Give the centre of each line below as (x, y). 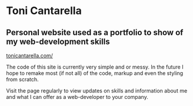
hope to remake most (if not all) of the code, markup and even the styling (95, 73)
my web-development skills (58, 41)
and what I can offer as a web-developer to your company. (77, 97)
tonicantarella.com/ (29, 56)
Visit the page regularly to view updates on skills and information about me (97, 91)
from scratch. (23, 79)
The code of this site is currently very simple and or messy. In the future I (95, 67)
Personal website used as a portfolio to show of (95, 33)
